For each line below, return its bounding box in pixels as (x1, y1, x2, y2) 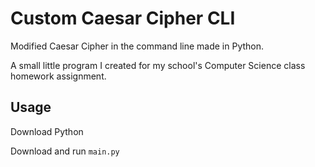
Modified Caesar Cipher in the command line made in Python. (10, 40, 265, 52)
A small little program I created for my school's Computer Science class (10, 59, 306, 71)
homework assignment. (10, 70, 107, 82)
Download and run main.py (10, 145, 120, 157)
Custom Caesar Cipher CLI (10, 7, 236, 30)
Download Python (10, 125, 84, 137)
